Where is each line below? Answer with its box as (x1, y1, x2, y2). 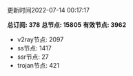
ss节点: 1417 (17, 44, 52, 52)
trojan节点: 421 (17, 61, 60, 69)
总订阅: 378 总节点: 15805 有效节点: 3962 (7, 21, 126, 29)
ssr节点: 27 (17, 53, 50, 61)
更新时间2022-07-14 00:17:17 (7, 6, 90, 14)
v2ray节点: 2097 (17, 35, 64, 44)
